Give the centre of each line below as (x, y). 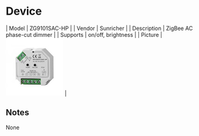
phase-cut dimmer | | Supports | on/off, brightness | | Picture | (84, 34)
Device (24, 11)
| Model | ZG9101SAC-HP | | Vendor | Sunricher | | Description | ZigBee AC (99, 28)
